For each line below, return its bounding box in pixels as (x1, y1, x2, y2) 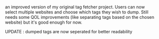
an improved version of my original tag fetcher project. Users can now (5, 4, 145, 10)
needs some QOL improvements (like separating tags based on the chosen (5, 14, 155, 20)
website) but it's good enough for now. (5, 19, 82, 25)
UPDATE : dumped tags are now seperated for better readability (5, 29, 132, 34)
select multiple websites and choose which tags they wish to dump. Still (5, 9, 149, 15)
